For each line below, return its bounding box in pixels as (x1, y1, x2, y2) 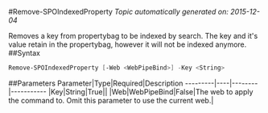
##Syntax (8, 48, 41, 57)
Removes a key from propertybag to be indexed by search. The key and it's (8, 31, 258, 40)
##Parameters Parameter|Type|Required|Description (8, 78, 183, 88)
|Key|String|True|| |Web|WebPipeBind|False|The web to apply (47, 86, 254, 96)
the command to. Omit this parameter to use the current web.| (8, 95, 214, 105)
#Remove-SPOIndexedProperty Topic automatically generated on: (8, 7, 229, 16)
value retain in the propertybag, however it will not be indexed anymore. (8, 40, 247, 49)
